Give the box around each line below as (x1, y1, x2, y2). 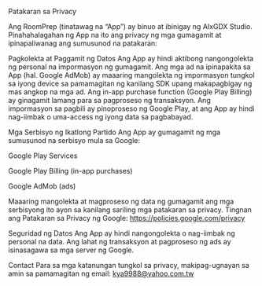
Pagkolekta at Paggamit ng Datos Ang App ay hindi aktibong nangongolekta (8, 54, 254, 63)
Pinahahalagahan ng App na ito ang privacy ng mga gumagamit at (8, 31, 222, 39)
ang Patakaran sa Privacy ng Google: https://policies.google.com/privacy (8, 214, 245, 222)
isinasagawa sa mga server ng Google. (8, 245, 135, 255)
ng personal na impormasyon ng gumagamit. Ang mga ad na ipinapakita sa (8, 62, 251, 71)
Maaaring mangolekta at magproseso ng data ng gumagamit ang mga (8, 196, 234, 206)
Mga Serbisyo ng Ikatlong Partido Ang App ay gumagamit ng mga (8, 127, 221, 137)
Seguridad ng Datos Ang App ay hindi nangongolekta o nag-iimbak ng (8, 229, 236, 238)
